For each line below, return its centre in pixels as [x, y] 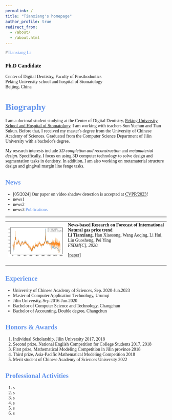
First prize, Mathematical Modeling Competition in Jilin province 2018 [77, 350]
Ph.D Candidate [23, 65]
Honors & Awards [31, 327]
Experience [21, 278]
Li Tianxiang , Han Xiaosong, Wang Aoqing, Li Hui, [115, 235]
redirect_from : [21, 27]
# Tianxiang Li [18, 53]
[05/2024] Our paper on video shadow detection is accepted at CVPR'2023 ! [80, 194]
